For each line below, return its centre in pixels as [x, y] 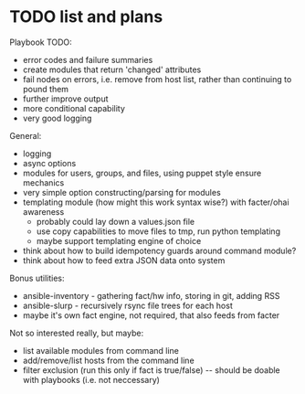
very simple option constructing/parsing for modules [121, 192]
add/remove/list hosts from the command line [108, 360]
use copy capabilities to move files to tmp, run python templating [158, 231]
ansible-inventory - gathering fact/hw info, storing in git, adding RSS [151, 295]
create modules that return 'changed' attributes [112, 69]
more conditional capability [74, 108]
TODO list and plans [86, 17]
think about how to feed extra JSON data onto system [124, 260]
